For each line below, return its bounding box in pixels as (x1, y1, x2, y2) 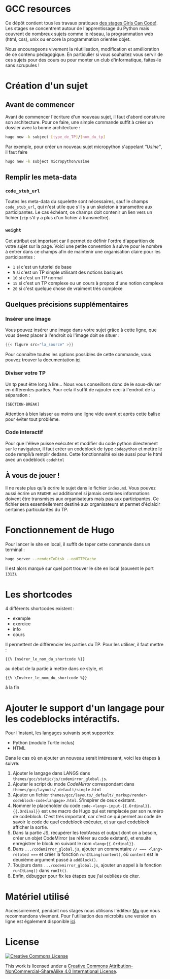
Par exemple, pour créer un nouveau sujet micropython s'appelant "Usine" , (5, 143, 162, 150)
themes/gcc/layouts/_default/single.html (12, 787, 101, 793)
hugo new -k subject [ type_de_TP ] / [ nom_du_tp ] (5, 134, 106, 139)
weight (5, 227, 22, 233)
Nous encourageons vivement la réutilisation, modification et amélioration (5, 46, 159, 52)
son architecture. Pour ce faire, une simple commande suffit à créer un (5, 119, 153, 125)
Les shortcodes (5, 589, 73, 600)
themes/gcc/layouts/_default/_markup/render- (50, 793, 148, 798)
